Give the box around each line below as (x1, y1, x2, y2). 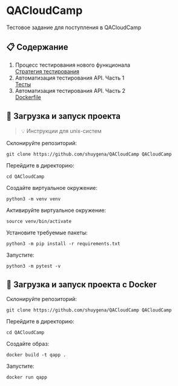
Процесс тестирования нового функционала (15, 61, 131, 69)
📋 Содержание (6, 42, 68, 52)
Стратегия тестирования (15, 67, 80, 75)
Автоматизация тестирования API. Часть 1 (15, 74, 125, 81)
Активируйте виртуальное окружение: (6, 206, 107, 214)
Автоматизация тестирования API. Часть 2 (15, 87, 126, 94)
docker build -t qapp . (6, 352, 67, 358)
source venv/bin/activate (6, 218, 71, 225)
